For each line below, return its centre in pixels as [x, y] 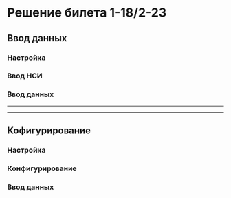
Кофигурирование [49, 131]
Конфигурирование [42, 168]
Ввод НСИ [25, 76]
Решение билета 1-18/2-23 [87, 13]
